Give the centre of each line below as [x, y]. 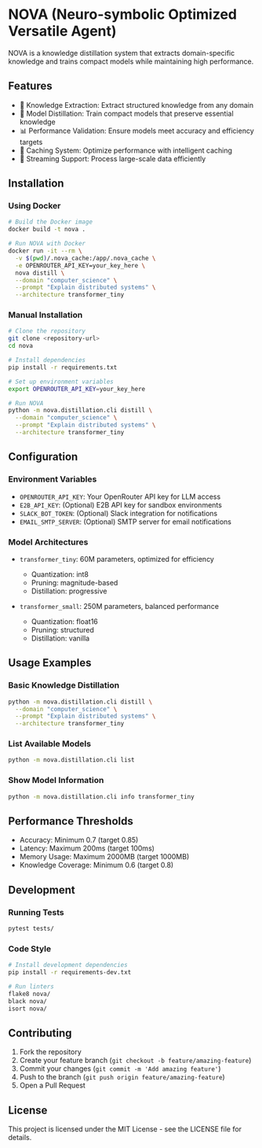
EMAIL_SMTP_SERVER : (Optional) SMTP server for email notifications [125, 522]
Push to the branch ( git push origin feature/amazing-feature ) [122, 1077]
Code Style [30, 948]
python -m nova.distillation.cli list [71, 760]
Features [30, 86]
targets [31, 142]
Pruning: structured [62, 629]
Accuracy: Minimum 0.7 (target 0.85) [79, 840]
